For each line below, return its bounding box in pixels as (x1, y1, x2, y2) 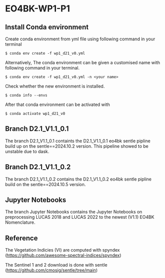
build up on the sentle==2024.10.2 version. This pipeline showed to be (5, 143, 149, 149)
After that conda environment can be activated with (5, 101, 110, 107)
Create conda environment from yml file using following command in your (5, 36, 156, 42)
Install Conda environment (5, 23, 89, 31)
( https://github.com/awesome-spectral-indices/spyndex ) (5, 252, 121, 259)
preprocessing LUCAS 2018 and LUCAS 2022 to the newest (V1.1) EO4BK (5, 214, 155, 220)
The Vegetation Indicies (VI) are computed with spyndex (5, 247, 120, 253)
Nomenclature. (5, 219, 36, 225)
